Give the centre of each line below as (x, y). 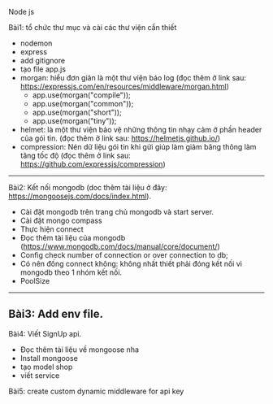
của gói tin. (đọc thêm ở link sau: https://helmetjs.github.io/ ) (120, 138)
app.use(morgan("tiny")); (74, 121)
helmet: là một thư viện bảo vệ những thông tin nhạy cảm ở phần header (141, 130)
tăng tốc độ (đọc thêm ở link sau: (76, 155)
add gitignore (43, 61)
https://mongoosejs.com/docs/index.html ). (80, 196)
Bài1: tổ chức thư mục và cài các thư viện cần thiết (93, 27)
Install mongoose (49, 358)
